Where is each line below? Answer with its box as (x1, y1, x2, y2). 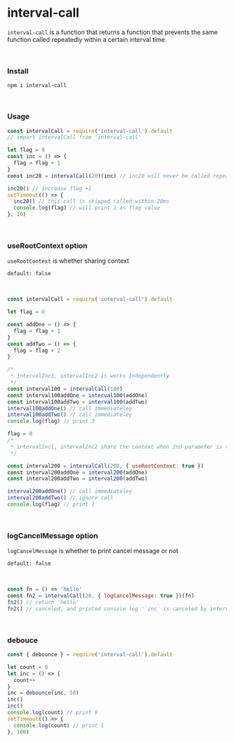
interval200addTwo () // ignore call (7, 495, 114, 502)
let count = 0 (7, 663, 49, 670)
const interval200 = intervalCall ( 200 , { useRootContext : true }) (7, 462, 204, 470)
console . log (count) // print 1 (13, 722, 104, 729)
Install (7, 66, 29, 76)
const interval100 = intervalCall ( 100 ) (7, 385, 123, 392)
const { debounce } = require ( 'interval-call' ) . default (7, 651, 173, 658)
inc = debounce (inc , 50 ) (7, 690, 79, 697)
